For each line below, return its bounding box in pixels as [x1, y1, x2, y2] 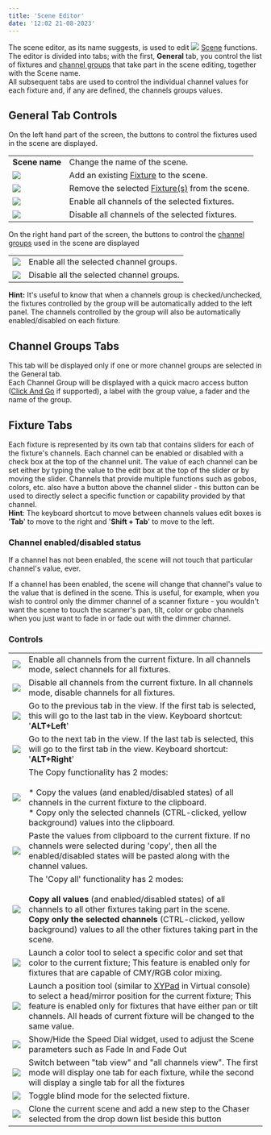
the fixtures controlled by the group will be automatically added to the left [8, 299, 252, 309]
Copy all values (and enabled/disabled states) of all [28, 893, 226, 904]
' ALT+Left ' [28, 720, 69, 731]
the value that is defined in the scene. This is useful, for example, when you [8, 588, 260, 597]
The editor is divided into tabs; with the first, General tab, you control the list [8, 51, 262, 60]
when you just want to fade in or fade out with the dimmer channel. [8, 613, 231, 623]
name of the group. [8, 395, 73, 405]
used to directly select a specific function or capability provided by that [8, 491, 246, 501]
